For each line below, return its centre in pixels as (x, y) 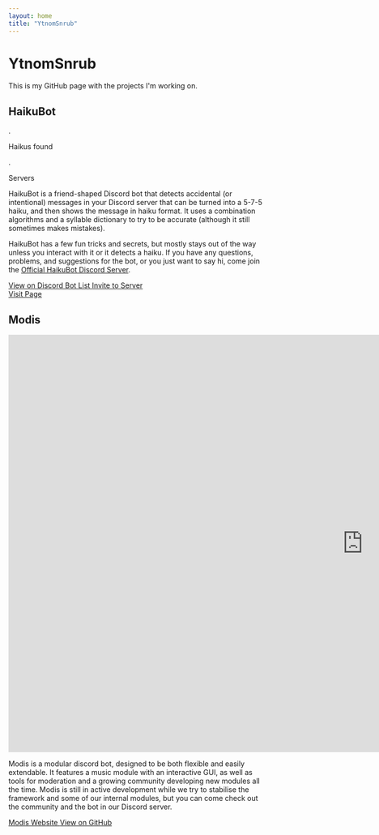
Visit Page (25, 294)
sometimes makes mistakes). (57, 229)
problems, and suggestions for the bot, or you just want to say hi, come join (134, 261)
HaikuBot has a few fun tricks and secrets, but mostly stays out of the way (132, 244)
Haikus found (31, 147)
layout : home (30, 16)
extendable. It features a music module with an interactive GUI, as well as (130, 773)
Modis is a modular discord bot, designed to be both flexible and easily (127, 764)
